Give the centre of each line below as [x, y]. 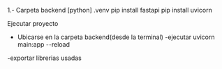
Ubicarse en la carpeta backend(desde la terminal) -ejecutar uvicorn [116, 37]
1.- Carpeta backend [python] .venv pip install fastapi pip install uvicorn [110, 10]
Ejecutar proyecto [33, 23]
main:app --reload [43, 44]
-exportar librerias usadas [44, 58]
